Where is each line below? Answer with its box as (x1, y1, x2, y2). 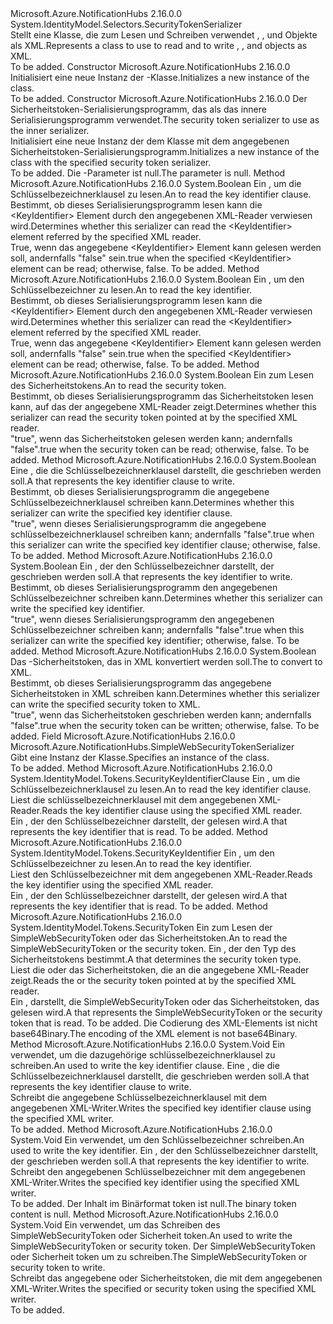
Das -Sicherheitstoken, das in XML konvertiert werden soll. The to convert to (10, 656, 323, 667)
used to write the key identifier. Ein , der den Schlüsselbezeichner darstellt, (10, 1145, 319, 1156)
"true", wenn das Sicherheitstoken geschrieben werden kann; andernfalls (10, 709, 312, 721)
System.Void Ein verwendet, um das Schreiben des (10, 1219, 221, 1231)
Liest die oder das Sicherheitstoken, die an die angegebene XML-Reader (10, 964, 310, 976)
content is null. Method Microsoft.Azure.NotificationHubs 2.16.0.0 (10, 1208, 279, 1220)
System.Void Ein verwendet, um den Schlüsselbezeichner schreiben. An (10, 1134, 305, 1146)
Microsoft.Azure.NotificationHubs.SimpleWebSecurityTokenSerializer (10, 741, 295, 752)
